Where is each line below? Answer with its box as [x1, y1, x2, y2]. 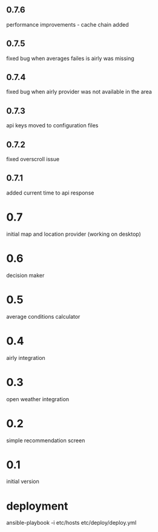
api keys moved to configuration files [6, 122, 99, 129]
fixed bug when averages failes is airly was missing [6, 55, 134, 62]
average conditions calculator [6, 313, 81, 320]
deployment [6, 499, 68, 513]
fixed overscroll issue [6, 156, 59, 163]
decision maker [6, 271, 45, 279]
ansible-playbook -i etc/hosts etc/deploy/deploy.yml [6, 519, 137, 527]
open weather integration [6, 395, 70, 402]
